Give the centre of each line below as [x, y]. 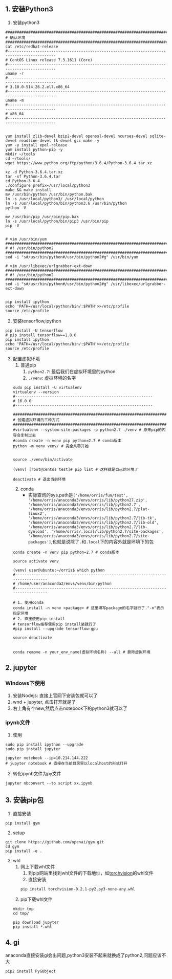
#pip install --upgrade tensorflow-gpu [55, 628]
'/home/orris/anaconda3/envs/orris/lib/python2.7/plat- [89, 509]
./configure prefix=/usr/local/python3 [48, 185]
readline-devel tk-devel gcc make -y [59, 140]
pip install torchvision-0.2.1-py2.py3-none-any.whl [78, 889]
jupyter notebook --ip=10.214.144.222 [47, 758]
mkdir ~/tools [20, 154]
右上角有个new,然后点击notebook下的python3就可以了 [70, 708]
